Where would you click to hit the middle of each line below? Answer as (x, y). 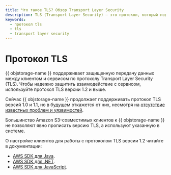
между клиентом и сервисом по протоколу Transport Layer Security (79, 78)
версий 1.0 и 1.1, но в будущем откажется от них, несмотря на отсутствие (85, 105)
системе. (15, 131)
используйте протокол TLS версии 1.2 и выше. (56, 89)
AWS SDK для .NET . (34, 161)
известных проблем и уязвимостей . (45, 110)
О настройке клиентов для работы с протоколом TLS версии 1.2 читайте (84, 140)
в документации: (24, 146)
